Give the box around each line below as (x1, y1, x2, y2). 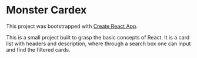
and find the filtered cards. (6, 46, 71, 53)
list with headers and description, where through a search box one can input (6, 40, 191, 47)
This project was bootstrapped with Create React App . (6, 23, 138, 30)
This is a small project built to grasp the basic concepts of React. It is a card (6, 34, 190, 41)
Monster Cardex (6, 3, 87, 17)
